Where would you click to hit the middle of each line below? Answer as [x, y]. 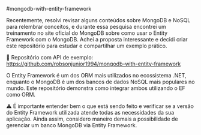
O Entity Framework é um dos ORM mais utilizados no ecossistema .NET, [96, 75]
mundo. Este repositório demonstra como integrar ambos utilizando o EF [96, 88]
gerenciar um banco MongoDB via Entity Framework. [72, 125]
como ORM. [21, 94]
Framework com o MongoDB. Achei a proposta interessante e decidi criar [97, 39]
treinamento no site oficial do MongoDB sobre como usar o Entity [87, 33]
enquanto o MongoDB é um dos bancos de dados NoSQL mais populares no [100, 82]
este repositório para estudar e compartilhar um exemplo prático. [87, 46]
